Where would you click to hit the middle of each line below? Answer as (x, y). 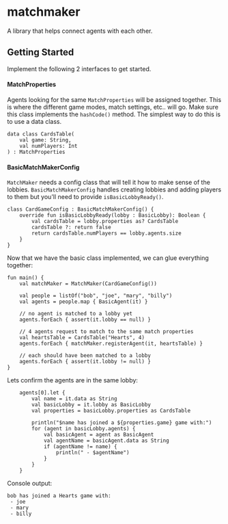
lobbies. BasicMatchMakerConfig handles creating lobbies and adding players (114, 189)
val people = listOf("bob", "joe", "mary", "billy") (96, 296)
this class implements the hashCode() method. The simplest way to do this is (114, 114)
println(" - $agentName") (92, 453)
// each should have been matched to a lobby (85, 356)
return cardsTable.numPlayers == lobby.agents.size (107, 233)
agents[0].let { (43, 393)
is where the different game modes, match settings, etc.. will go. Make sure (113, 107)
